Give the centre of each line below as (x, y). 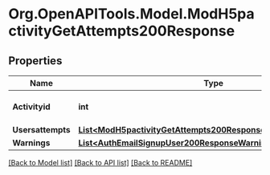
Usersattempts (41, 130)
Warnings (31, 143)
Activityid (31, 107)
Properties (35, 61)
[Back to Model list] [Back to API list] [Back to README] (100, 163)
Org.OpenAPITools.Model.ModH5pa (131, 14)
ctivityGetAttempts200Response (122, 31)
